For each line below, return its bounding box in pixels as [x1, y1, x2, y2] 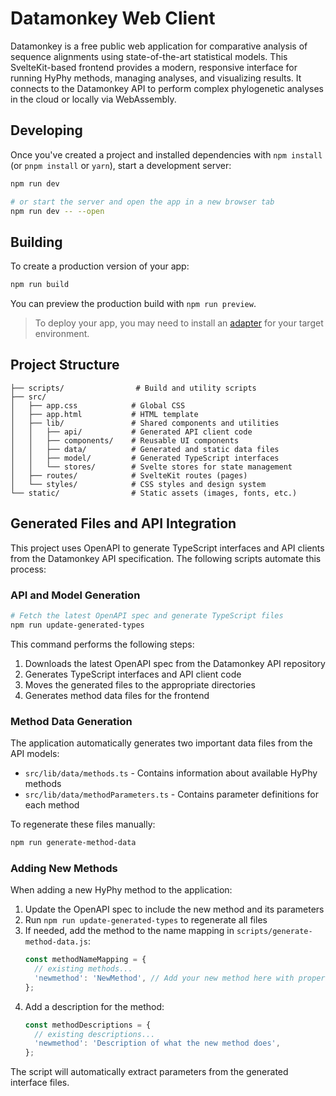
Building [10, 233, 63, 251]
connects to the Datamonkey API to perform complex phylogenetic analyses [10, 82, 324, 94]
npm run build [10, 280, 70, 290]
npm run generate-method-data [10, 838, 137, 848]
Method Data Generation [10, 714, 133, 728]
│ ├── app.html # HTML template [10, 409, 199, 419]
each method [24, 799, 80, 811]
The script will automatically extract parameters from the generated [10, 1066, 289, 1078]
